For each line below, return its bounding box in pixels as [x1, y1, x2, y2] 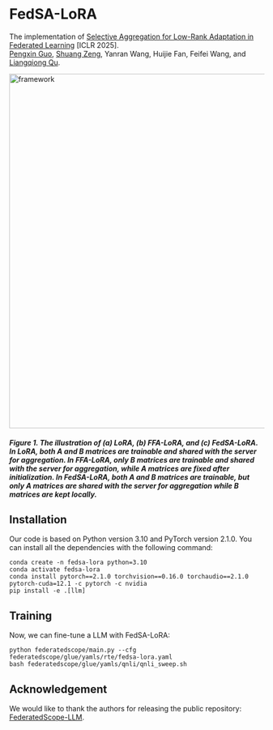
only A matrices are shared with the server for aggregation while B [9, 480, 239, 490]
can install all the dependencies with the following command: [9, 543, 213, 553]
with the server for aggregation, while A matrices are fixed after [9, 463, 230, 473]
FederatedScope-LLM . [9, 712, 84, 722]
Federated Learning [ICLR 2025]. [9, 40, 120, 49]
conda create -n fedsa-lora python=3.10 [9, 558, 148, 567]
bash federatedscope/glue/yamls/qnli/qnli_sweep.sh [9, 660, 187, 668]
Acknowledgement [9, 682, 108, 696]
